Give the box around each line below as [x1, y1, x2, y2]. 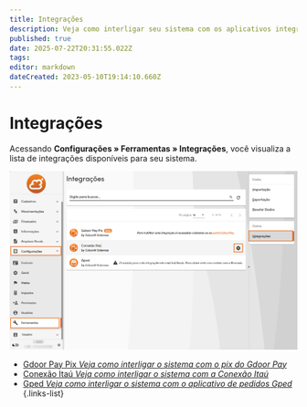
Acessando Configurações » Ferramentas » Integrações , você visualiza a [9, 142, 291, 154]
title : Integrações [9, 15, 84, 24]
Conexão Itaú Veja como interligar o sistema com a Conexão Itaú [22, 368, 270, 379]
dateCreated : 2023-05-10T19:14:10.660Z [9, 73, 162, 82]
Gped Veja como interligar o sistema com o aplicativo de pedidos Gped [22, 378, 292, 389]
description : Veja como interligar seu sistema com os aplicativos [9, 24, 272, 34]
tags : [9, 53, 30, 63]
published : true [9, 34, 71, 43]
